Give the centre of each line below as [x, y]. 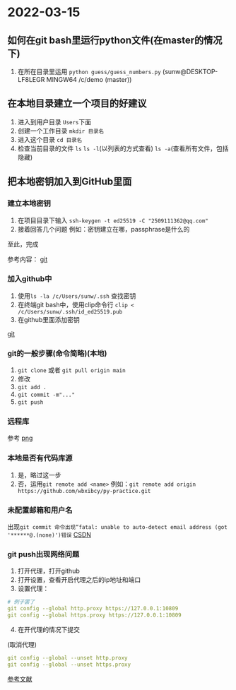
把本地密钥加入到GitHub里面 [70, 182]
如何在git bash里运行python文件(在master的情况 [115, 40]
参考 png [20, 438]
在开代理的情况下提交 [48, 629]
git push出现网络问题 [43, 554]
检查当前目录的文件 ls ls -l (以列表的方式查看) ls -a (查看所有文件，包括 [123, 148]
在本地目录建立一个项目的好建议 [77, 103]
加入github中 [30, 279]
